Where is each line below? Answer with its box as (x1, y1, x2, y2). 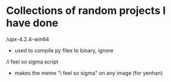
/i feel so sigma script (6, 58, 59, 65)
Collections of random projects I (6, 4, 166, 17)
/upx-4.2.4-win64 (6, 35, 49, 42)
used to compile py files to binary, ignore (14, 47, 114, 54)
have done (6, 16, 59, 30)
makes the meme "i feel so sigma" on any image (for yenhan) (14, 69, 163, 76)
